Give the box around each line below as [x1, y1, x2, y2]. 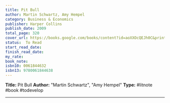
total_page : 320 [5, 31, 39, 36]
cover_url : [5, 36, 28, 41]
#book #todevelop [5, 87, 44, 93]
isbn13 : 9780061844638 [5, 68, 53, 73]
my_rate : [5, 54, 24, 59]
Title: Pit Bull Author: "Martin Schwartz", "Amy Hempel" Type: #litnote [5, 82, 153, 88]
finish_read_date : [5, 49, 44, 54]
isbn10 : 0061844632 [5, 63, 47, 68]
